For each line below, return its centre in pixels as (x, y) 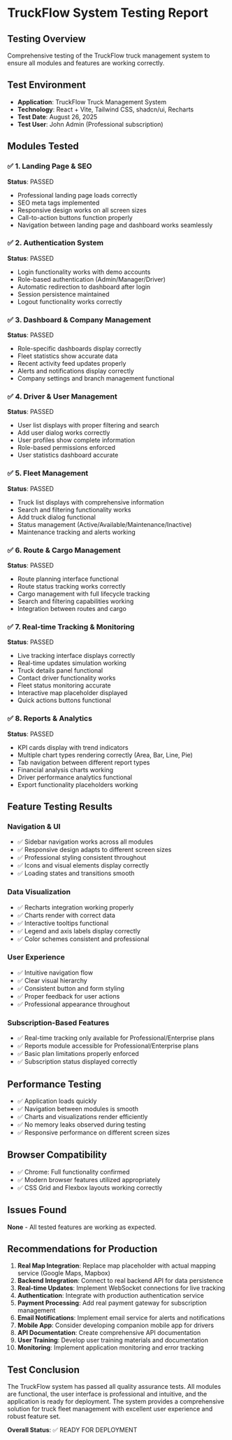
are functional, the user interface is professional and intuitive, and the (107, 1394)
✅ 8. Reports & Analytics (50, 718)
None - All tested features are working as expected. (82, 1227)
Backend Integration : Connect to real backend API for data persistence (120, 1281)
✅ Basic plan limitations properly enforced (78, 1054)
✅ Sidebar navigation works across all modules (85, 842)
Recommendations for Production (82, 1249)
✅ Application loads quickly (57, 1101)
